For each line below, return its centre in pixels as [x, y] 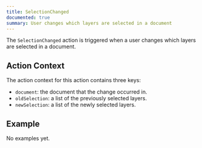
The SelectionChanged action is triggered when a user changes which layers [101, 40]
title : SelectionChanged [38, 12]
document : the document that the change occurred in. [81, 92]
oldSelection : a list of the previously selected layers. [81, 98]
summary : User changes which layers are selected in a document [89, 23]
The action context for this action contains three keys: [74, 80]
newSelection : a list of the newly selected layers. [76, 105]
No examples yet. [28, 138]
